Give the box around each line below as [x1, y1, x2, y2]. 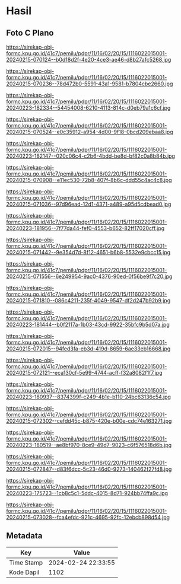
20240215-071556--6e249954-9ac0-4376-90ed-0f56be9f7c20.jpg [6, 273, 173, 280]
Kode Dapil [9, 568, 40, 576]
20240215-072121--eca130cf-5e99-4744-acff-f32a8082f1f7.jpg [6, 369, 163, 376]
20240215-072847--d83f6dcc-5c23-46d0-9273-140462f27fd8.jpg [6, 465, 172, 473]
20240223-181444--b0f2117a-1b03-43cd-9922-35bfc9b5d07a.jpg [6, 321, 170, 328]
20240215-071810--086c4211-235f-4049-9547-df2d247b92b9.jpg [6, 297, 171, 304]
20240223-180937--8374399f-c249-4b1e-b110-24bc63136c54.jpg [6, 393, 171, 400]
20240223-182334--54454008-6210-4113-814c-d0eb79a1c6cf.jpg [6, 104, 171, 111]
